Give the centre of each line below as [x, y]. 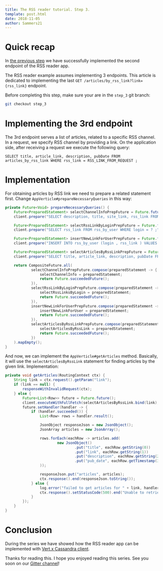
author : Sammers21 [24, 23]
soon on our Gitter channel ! [32, 563]
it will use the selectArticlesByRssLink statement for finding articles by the [80, 362]
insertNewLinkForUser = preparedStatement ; [84, 311]
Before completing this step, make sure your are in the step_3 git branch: [78, 95]
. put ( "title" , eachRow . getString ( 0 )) [113, 447]
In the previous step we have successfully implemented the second [72, 61]
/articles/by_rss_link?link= [114, 81]
